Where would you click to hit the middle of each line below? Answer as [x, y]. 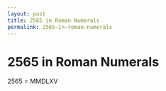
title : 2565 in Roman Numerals [54, 20]
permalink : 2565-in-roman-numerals [60, 27]
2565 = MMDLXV [33, 81]
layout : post [27, 14]
